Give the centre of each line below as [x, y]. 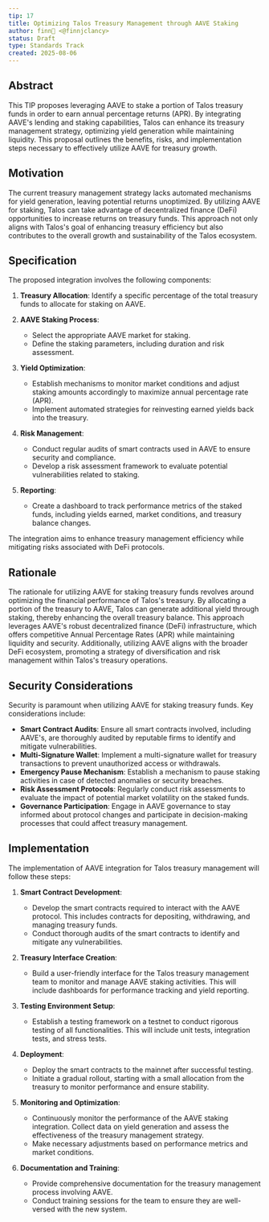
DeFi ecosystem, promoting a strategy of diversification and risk [114, 652]
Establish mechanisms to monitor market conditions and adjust [136, 384]
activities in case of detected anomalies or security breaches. [122, 781]
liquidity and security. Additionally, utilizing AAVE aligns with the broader [128, 643]
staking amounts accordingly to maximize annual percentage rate [140, 392]
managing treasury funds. [75, 925]
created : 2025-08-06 [43, 53]
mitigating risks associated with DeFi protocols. [86, 547]
